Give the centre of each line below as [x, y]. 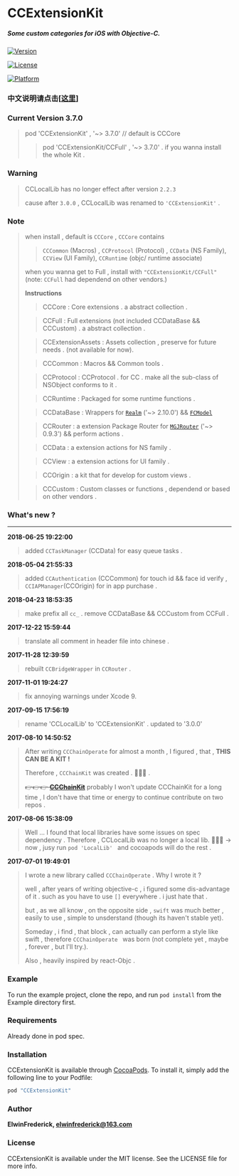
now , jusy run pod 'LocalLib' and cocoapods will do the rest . [118, 848]
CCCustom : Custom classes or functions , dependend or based [136, 488]
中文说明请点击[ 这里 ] [43, 99]
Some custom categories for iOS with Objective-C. [84, 33]
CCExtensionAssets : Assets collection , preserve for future [129, 342]
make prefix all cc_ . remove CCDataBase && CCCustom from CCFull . [127, 614]
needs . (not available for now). [88, 350]
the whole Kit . [64, 155]
